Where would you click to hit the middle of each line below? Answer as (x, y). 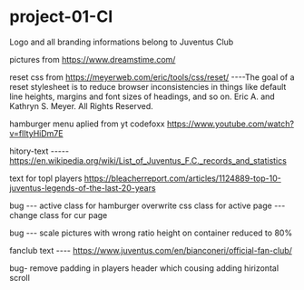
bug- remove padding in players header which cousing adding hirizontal (144, 268)
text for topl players (46, 178)
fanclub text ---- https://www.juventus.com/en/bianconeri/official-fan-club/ (151, 250)
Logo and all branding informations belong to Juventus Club (122, 42)
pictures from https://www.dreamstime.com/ (93, 59)
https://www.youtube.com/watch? (230, 124)
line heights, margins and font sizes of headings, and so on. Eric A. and (142, 96)
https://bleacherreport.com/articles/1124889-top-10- (182, 178)
